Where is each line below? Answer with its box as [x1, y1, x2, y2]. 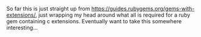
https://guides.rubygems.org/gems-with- [91, 5, 195, 12]
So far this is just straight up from [6, 5, 90, 12]
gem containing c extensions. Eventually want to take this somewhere [6, 18, 182, 24]
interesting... [6, 24, 38, 31]
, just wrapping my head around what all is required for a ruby [35, 11, 191, 18]
